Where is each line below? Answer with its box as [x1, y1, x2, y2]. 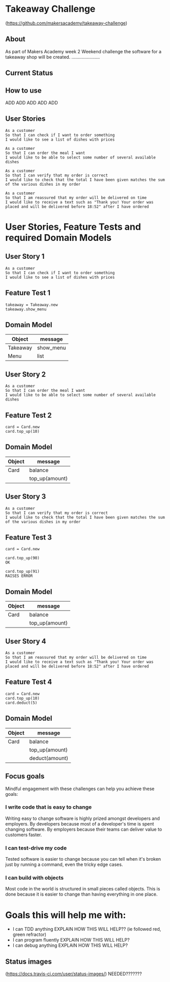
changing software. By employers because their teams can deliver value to [5, 826, 162, 832]
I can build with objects [5, 874, 64, 881]
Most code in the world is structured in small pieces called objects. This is [5, 886, 160, 892]
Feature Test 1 [5, 288, 51, 297]
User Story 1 [5, 252, 45, 261]
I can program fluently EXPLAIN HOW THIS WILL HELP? [12, 937, 130, 943]
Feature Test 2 [5, 411, 52, 419]
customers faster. [5, 832, 42, 838]
